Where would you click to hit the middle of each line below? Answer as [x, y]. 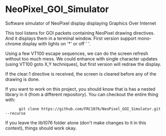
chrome [13, 43]
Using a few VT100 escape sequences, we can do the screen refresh [77, 53]
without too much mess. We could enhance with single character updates [81, 58]
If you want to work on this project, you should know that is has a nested [80, 89]
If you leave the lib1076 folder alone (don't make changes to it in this [76, 122]
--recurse [16, 113]
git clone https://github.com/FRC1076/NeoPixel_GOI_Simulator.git [90, 109]
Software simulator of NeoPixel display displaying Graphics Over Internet [81, 23]
